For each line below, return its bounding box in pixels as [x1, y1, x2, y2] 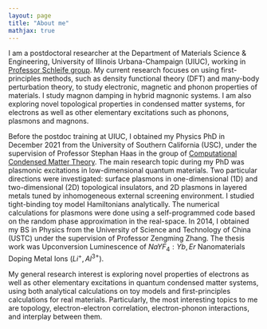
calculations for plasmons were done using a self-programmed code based [8, 208, 256, 218]
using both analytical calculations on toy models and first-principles [8, 286, 231, 295]
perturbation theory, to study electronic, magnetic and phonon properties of [8, 82, 257, 92]
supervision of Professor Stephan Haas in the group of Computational [8, 149, 238, 158]
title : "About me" [8, 19, 69, 27]
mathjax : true [8, 26, 56, 34]
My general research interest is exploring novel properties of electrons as [8, 269, 249, 279]
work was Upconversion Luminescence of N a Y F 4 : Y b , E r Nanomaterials [8, 242, 245, 254]
